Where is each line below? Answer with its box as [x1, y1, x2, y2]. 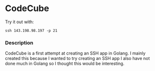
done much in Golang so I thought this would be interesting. [5, 61, 125, 67]
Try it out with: [5, 19, 34, 25]
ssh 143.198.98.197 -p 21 [5, 28, 57, 33]
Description [5, 39, 34, 46]
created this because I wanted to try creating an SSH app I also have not [5, 56, 150, 61]
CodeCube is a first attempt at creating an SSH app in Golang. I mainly [5, 50, 146, 56]
